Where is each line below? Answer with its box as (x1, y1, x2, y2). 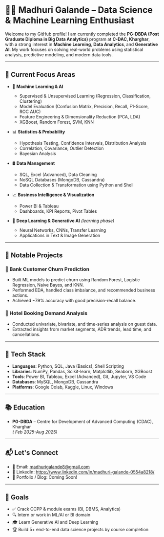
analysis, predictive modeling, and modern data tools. (5, 51, 113, 58)
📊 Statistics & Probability (12, 129, 65, 134)
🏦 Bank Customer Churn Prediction (5, 266, 89, 273)
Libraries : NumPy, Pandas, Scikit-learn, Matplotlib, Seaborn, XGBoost (12, 368, 152, 374)
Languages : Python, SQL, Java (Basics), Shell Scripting (12, 363, 124, 369)
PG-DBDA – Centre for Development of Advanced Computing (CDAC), (12, 419, 153, 425)
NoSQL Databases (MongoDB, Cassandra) (19, 177, 105, 182)
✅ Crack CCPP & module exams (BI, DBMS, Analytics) (12, 506, 121, 512)
